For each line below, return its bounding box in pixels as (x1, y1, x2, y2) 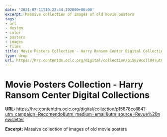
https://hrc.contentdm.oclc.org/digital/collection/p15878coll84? (16, 106, 146, 112)
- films (5, 44, 21, 49)
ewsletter (5, 117, 24, 123)
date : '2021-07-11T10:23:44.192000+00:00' (5, 7, 94, 12)
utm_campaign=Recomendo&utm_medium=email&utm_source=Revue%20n (5, 111, 161, 117)
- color (5, 30, 21, 35)
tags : (5, 16, 16, 21)
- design (5, 26, 23, 31)
